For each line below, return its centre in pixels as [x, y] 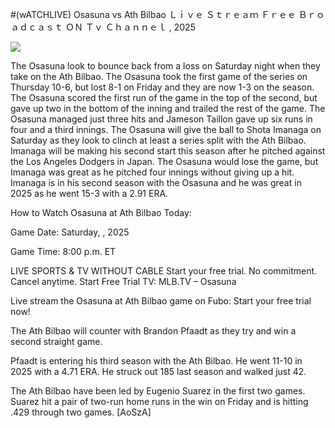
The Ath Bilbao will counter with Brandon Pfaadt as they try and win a [153, 331]
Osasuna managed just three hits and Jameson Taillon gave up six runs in [161, 119]
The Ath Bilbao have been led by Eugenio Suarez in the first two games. [158, 391]
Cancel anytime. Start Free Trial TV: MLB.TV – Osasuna [123, 281]
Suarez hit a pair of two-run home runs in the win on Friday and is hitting [159, 401]
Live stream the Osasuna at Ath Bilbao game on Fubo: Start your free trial [161, 301]
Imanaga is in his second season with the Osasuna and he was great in [156, 182]
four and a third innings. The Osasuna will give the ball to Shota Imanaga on [166, 129]
